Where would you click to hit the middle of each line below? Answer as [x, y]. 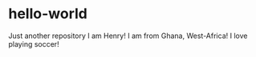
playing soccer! [34, 44]
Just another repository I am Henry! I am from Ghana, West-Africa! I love [128, 36]
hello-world [48, 14]
